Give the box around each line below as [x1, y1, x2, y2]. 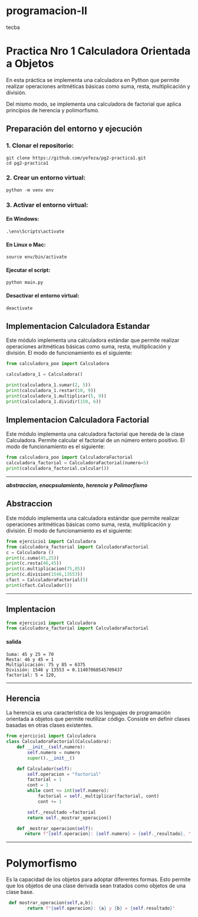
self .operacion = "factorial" [27, 771, 101, 777]
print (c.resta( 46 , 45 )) [6, 560, 62, 566]
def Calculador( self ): [16, 766, 72, 772]
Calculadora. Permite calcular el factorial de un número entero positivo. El [6, 437, 185, 444]
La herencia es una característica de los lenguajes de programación [6, 709, 171, 716]
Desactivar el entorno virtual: [6, 292, 80, 299]
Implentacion [6, 604, 56, 615]
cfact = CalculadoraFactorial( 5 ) [6, 577, 88, 583]
